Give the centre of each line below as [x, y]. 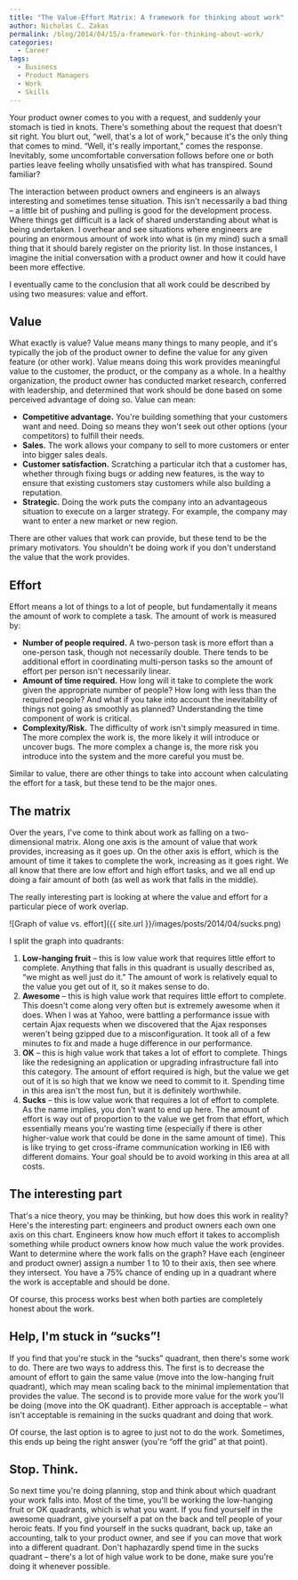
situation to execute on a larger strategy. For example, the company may [154, 512]
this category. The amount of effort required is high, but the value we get [155, 1071]
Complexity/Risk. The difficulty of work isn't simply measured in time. [151, 728]
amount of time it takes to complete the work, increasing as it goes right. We [149, 861]
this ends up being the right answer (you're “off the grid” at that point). [139, 1441]
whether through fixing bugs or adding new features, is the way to [143, 474]
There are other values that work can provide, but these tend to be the [138, 539]
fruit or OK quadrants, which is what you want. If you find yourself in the [141, 1510]
